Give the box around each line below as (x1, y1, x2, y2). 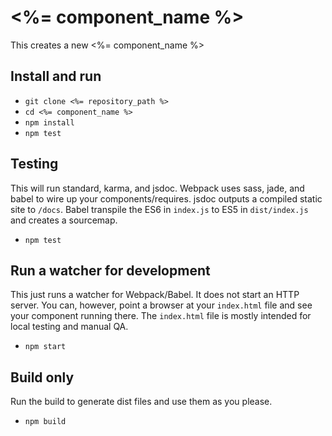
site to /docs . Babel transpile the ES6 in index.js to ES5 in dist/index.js (10, 203, 309, 215)
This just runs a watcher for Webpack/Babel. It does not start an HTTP (10, 289, 300, 301)
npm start (24, 342, 67, 352)
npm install (24, 117, 75, 128)
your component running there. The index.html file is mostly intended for (10, 310, 312, 322)
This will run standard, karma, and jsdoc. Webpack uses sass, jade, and (10, 182, 305, 194)
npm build (24, 417, 67, 427)
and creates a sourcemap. (10, 214, 118, 226)
